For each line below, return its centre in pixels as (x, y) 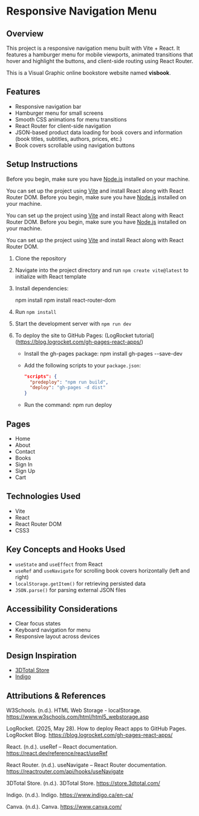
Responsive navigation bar (48, 106)
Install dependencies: (42, 288)
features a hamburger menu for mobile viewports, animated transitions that (100, 55)
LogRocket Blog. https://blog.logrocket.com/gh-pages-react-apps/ (90, 735)
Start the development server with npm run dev (73, 324)
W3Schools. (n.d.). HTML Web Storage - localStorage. (74, 710)
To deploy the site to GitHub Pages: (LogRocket (74, 335)
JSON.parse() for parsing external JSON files (70, 590)
